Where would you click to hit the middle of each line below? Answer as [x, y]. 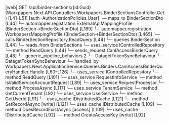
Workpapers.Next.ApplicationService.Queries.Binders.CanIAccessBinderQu [84, 66]
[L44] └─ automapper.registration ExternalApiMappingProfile [69, 23]
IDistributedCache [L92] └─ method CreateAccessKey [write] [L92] [75, 115]
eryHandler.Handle [25, 72]
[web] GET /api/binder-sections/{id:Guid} [48, 7]
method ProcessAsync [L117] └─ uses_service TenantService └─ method [81, 88]
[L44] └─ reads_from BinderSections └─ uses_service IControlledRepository [85, 45]
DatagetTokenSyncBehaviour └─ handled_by [52, 61]
